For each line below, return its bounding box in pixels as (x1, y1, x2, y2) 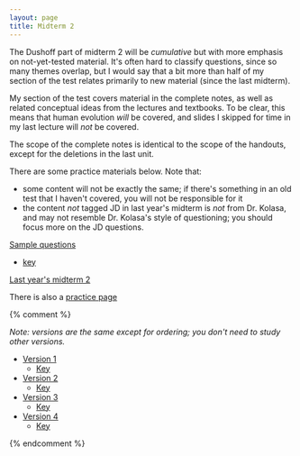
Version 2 (22, 372, 59, 383)
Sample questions (9, 239, 77, 250)
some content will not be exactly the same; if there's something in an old (22, 183, 292, 194)
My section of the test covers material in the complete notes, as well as (9, 92, 273, 104)
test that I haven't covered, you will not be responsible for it (22, 193, 243, 204)
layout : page (9, 13, 59, 23)
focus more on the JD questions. (22, 222, 144, 233)
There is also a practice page (9, 291, 118, 302)
